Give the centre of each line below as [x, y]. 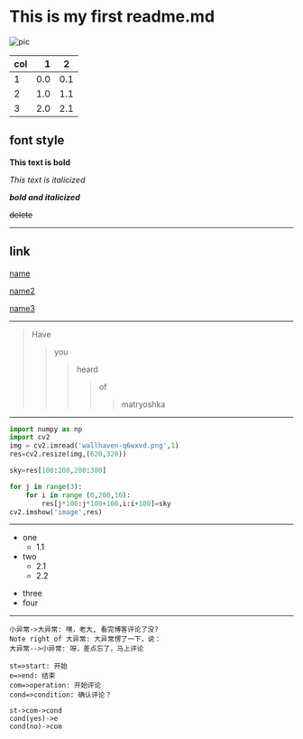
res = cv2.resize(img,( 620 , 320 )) [68, 454]
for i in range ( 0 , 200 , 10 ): [78, 495]
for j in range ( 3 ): [46, 486]
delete [21, 215]
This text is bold [40, 162]
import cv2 [30, 438]
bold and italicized [45, 197]
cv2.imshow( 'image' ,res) [56, 512]
